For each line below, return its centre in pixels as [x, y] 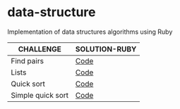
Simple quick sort [40, 95]
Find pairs [28, 60]
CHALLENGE [40, 49]
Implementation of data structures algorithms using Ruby [90, 32]
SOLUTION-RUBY [106, 49]
